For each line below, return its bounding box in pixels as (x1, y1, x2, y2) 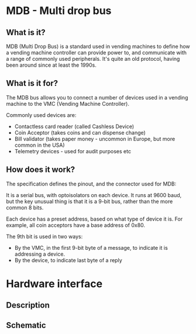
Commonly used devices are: (6, 111, 77, 118)
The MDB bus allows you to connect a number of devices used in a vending (6, 94, 188, 101)
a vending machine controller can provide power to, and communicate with (6, 49, 187, 56)
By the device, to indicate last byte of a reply (14, 256, 122, 264)
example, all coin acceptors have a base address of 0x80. (6, 221, 145, 229)
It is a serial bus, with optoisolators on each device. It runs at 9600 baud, (6, 191, 182, 198)
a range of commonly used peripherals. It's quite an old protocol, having (6, 56, 180, 62)
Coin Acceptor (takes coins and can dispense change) (14, 129, 146, 136)
